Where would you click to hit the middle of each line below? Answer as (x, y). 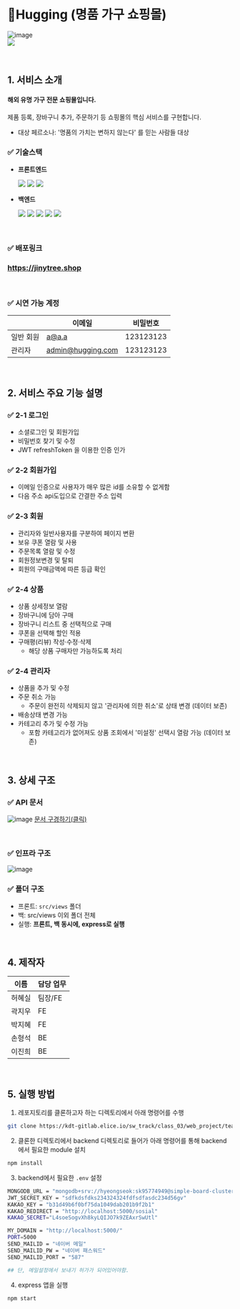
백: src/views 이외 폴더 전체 (57, 915)
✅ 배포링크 (25, 248)
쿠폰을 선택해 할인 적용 (49, 632)
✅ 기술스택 (25, 152)
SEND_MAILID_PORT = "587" (46, 1257)
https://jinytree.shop (45, 267)
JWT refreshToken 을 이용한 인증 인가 (71, 450)
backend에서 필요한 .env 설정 (60, 1178)
